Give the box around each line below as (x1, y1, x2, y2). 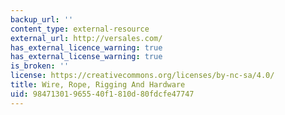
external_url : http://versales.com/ (10, 33, 163, 43)
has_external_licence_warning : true (10, 42, 163, 53)
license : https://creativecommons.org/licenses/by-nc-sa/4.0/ (10, 71, 275, 81)
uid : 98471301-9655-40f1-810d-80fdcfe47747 (10, 89, 195, 99)
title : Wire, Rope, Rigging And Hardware (10, 80, 186, 90)
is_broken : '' (10, 61, 70, 71)
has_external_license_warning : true (10, 52, 163, 62)
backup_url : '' (10, 14, 74, 25)
